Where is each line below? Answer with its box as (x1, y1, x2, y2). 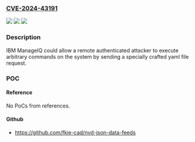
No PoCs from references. (6, 102, 70, 109)
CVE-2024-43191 (6, 4, 58, 12)
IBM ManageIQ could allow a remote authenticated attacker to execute (6, 46, 179, 54)
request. (6, 59, 27, 67)
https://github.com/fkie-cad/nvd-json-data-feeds (14, 129, 136, 136)
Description (6, 33, 41, 42)
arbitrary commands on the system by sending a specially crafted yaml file (6, 53, 189, 60)
